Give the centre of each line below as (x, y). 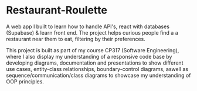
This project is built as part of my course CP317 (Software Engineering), (93, 50)
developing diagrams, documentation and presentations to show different (95, 63)
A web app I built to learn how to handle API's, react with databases (88, 26)
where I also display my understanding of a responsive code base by (89, 56)
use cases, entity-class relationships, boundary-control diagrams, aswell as (97, 69)
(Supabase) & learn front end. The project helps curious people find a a (92, 32)
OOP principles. (25, 81)
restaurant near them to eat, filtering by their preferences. (76, 39)
